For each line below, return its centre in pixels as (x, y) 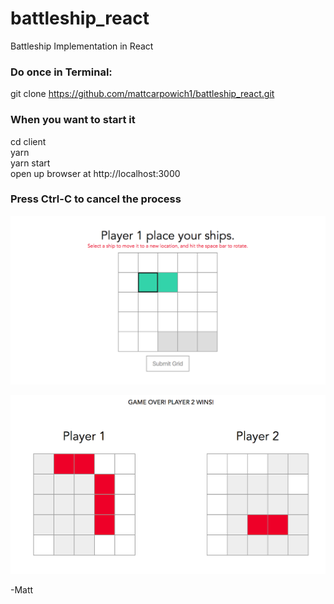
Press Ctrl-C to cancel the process (96, 199)
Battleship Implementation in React (82, 46)
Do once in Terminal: (61, 72)
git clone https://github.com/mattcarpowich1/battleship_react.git (142, 94)
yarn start (30, 163)
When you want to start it (73, 120)
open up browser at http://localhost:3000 (95, 173)
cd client (28, 141)
